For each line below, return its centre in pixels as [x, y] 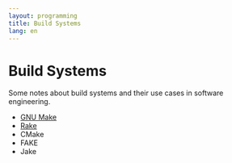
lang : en [23, 31]
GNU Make [38, 117]
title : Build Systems [45, 23]
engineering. [30, 102]
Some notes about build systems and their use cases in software [116, 93]
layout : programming [43, 16]
